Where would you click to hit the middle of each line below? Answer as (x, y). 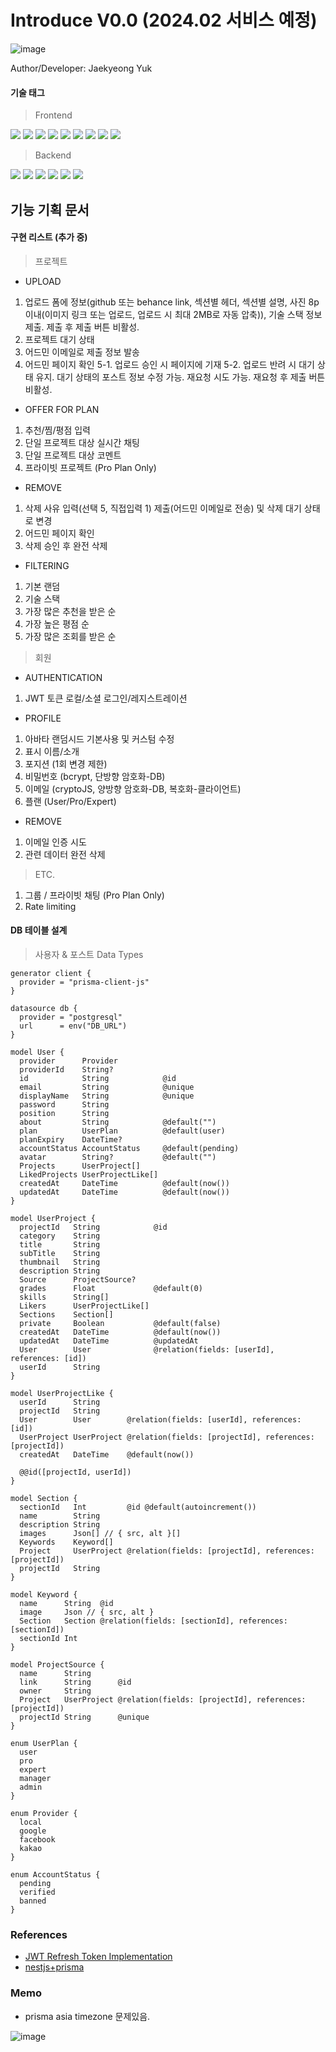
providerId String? (66, 1069)
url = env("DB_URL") (73, 1026)
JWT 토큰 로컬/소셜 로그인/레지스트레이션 (106, 698)
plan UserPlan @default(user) (122, 1131)
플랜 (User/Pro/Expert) (70, 801)
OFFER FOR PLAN (62, 409)
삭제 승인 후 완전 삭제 (66, 545)
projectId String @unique (84, 1717)
